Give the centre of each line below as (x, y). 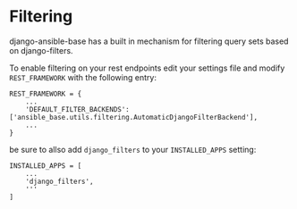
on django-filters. (41, 50)
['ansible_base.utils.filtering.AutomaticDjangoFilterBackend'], (133, 117)
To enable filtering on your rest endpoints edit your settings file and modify (147, 68)
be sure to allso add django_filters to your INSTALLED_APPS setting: (133, 149)
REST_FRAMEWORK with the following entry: (83, 77)
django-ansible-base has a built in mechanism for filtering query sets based (149, 41)
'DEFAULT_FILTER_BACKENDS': (77, 109)
